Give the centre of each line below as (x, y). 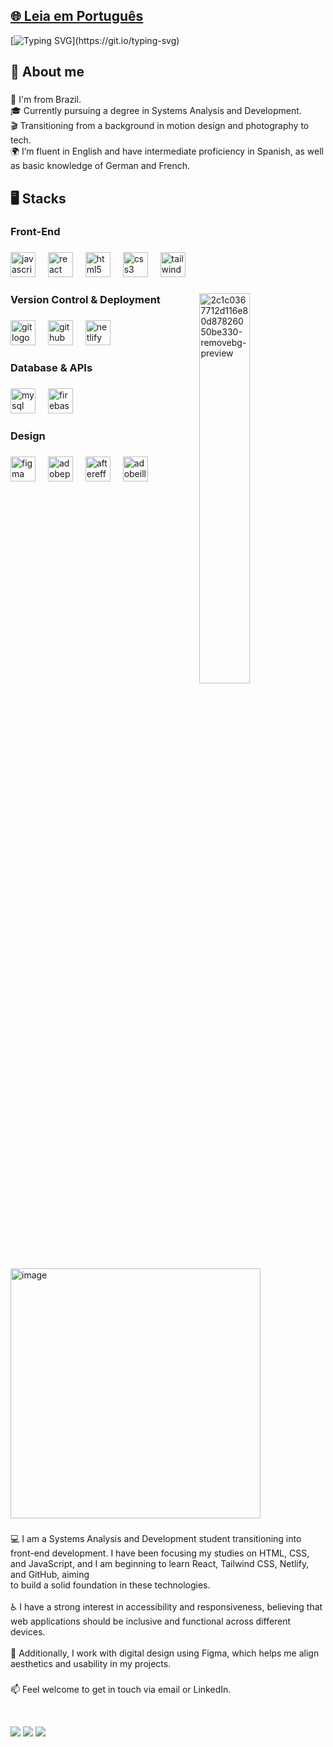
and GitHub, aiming (50, 1575)
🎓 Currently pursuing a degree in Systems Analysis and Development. (156, 111)
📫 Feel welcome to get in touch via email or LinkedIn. (121, 1690)
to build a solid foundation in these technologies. (110, 1585)
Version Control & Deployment (85, 300)
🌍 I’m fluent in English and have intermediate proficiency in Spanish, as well (167, 151)
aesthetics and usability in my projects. (91, 1664)
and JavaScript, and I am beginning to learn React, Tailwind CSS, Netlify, (160, 1564)
